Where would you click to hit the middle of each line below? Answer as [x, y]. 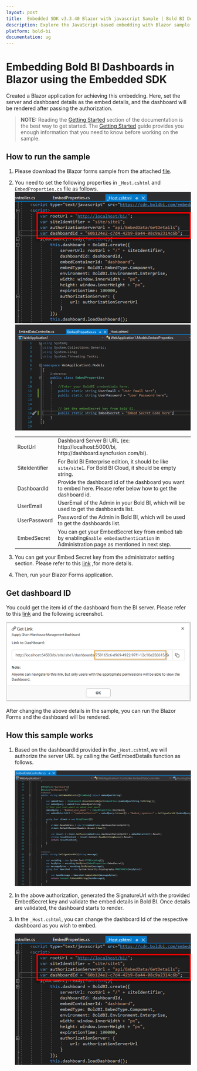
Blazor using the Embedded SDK [86, 80]
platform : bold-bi [28, 31]
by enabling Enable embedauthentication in [109, 538]
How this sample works [50, 735]
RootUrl [27, 447]
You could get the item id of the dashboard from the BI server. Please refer [96, 607]
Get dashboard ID [39, 593]
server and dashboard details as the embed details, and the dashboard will [96, 102]
